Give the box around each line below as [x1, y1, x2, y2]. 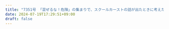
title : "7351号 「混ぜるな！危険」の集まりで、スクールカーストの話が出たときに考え [5, 7, 161, 12]
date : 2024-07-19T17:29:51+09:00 [5, 12, 75, 17]
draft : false [5, 16, 33, 21]
